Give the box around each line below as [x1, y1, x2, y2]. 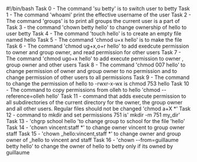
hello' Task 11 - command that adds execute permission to [46, 92, 186, 100]
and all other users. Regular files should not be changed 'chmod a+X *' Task [6, 105, 191, 112]
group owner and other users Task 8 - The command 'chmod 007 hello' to [6, 61, 186, 68]
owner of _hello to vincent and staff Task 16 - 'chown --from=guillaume [6, 137, 179, 143]
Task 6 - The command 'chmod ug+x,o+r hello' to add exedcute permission [6, 42, 189, 49]
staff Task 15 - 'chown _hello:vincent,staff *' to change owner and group [6, 130, 181, 137]
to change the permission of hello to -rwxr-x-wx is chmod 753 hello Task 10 [6, 80, 189, 87]
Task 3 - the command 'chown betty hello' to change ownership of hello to [6, 24, 187, 31]
